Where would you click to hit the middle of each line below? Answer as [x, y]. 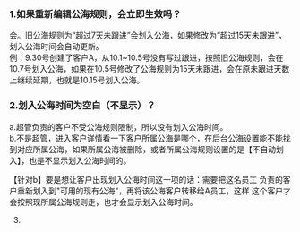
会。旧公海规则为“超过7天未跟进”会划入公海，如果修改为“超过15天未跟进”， [148, 35]
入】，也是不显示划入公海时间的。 [70, 160]
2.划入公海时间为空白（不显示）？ [83, 106]
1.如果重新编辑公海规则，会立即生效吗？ [95, 13]
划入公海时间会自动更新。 [56, 47]
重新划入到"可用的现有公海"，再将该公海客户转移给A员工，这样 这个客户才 [154, 191]
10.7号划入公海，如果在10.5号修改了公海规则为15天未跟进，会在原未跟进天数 [150, 69]
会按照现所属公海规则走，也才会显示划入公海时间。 [103, 202]
